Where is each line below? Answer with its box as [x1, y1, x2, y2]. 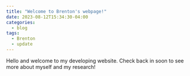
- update [11, 42, 33, 47]
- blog [11, 25, 28, 31]
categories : [6, 19, 35, 25]
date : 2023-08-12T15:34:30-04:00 [6, 14, 89, 20]
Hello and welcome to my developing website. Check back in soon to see [6, 57, 184, 64]
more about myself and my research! [6, 63, 96, 70]
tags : [6, 30, 19, 36]
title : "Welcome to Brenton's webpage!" [6, 8, 107, 15]
